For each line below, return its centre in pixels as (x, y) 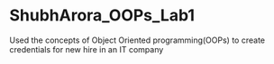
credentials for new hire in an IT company (87, 49)
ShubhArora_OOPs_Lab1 (102, 16)
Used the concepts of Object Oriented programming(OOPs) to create (137, 40)
